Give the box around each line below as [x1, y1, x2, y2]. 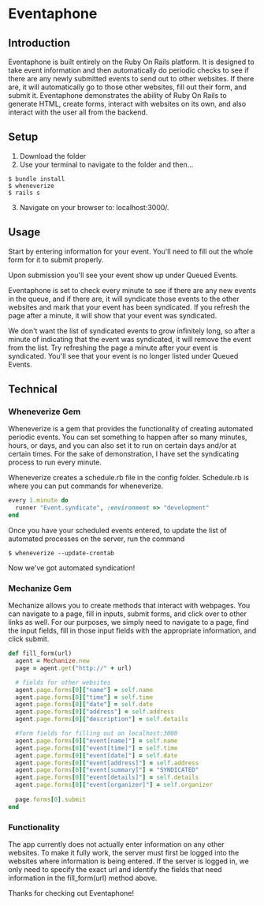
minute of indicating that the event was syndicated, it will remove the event [8, 334, 251, 344]
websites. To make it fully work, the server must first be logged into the [8, 848, 240, 858]
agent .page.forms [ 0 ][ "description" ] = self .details [15, 716, 189, 724]
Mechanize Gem [8, 582, 73, 593]
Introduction [8, 36, 71, 50]
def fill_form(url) [8, 649, 73, 658]
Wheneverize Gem [8, 406, 81, 417]
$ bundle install [8, 175, 65, 182]
